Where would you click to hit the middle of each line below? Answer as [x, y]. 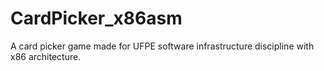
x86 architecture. [46, 56]
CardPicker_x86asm [96, 18]
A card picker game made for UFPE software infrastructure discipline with [162, 46]
